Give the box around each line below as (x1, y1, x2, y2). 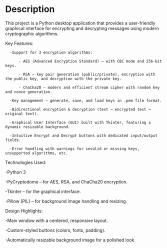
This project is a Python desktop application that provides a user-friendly (5, 20, 155, 26)
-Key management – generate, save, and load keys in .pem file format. (9, 98, 162, 103)
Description (5, 3, 55, 15)
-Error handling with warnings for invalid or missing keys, (9, 146, 140, 151)
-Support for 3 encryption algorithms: (9, 50, 93, 55)
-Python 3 (5, 169, 26, 175)
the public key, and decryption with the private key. (5, 76, 122, 81)
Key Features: (5, 40, 33, 46)
